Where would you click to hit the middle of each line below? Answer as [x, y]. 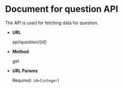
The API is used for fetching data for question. [52, 23]
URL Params [25, 71]
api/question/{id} [29, 42]
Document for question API [62, 9]
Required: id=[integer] [36, 80]
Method [20, 51]
